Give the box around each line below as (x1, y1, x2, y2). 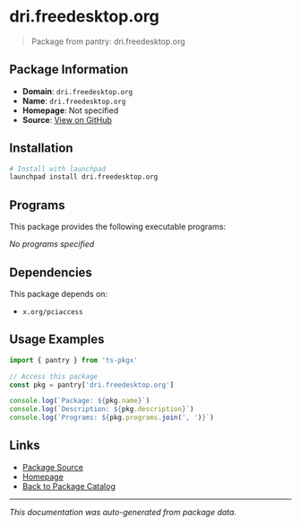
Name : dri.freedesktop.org (21, 95, 126, 106)
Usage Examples (9, 332, 105, 347)
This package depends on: (9, 288, 108, 299)
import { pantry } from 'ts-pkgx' (9, 355, 139, 364)
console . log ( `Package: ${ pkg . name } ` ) (9, 397, 150, 406)
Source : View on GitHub (21, 114, 112, 125)
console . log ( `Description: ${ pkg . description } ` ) (9, 405, 194, 414)
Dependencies (9, 265, 92, 280)
